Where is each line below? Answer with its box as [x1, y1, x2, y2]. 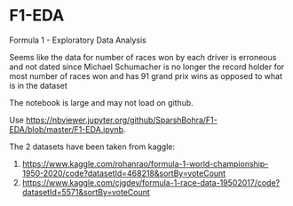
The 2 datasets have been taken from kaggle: [9, 141, 176, 152]
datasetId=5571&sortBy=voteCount [21, 186, 151, 197]
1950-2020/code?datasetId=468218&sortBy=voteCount [21, 168, 226, 178]
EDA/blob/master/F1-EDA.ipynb [9, 123, 124, 134]
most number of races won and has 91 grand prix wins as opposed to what [9, 70, 282, 81]
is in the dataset [9, 80, 68, 91]
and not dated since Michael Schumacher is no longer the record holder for [9, 61, 285, 72]
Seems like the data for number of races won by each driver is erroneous [9, 51, 277, 62]
